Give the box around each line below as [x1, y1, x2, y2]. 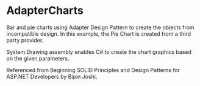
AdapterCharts [6, 4, 84, 18]
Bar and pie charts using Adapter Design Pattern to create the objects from [6, 24, 195, 31]
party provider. [6, 36, 44, 44]
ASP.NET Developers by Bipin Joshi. [6, 73, 98, 80]
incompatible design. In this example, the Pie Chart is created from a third [6, 30, 191, 37]
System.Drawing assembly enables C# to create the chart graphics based [6, 48, 192, 55]
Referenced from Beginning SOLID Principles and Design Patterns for [6, 66, 180, 73]
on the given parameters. [6, 55, 70, 62]
